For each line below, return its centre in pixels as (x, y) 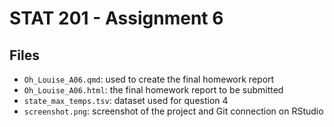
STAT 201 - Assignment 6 (116, 18)
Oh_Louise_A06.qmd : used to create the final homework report (149, 79)
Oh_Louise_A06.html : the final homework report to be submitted (153, 90)
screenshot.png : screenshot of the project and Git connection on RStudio (173, 111)
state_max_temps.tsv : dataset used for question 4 (126, 100)
